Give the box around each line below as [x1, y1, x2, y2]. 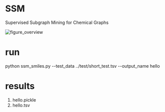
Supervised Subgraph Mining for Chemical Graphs [5, 19, 109, 25]
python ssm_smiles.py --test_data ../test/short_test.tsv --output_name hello [5, 63, 161, 69]
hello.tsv [12, 102, 30, 108]
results [5, 81, 35, 92]
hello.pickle [12, 97, 36, 103]
